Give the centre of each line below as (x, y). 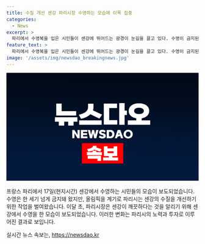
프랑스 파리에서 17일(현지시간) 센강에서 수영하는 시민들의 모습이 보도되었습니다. (101, 192)
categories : (21, 19)
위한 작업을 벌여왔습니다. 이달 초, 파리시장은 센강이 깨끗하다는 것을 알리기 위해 (99, 207)
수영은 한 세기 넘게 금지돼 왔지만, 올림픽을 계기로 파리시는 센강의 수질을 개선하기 (102, 199)
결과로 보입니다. (36, 222)
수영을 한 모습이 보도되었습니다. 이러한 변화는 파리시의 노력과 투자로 (103, 214)
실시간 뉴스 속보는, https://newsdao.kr (53, 235)
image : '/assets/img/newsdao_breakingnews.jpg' (68, 58)
